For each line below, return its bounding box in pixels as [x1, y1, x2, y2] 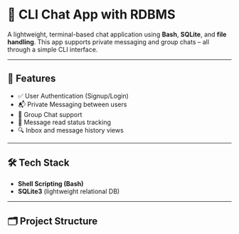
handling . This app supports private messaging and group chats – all [7, 37, 210, 46]
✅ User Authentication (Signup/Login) [17, 91, 129, 100]
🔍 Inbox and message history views [17, 126, 124, 134]
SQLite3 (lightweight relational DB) [17, 187, 120, 195]
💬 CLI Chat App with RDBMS [7, 6, 176, 23]
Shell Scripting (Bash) [17, 179, 84, 188]
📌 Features [7, 73, 56, 85]
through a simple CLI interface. [7, 45, 98, 54]
